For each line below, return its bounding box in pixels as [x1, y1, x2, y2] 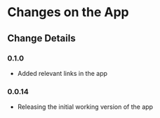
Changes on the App [7, 4, 130, 20]
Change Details [7, 32, 76, 44]
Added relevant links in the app [17, 69, 107, 77]
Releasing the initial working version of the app [17, 103, 153, 111]
